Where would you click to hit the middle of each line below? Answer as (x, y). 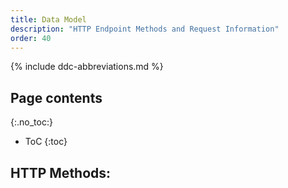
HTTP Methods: (61, 172)
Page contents (56, 97)
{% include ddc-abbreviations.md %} (87, 67)
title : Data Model (48, 19)
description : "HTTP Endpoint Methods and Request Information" (145, 29)
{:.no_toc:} (31, 122)
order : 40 (31, 38)
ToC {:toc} (46, 142)
